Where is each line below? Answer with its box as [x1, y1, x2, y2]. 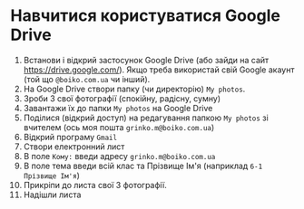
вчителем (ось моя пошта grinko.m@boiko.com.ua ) [23, 121, 215, 132]
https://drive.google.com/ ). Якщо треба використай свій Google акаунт [23, 64, 295, 75]
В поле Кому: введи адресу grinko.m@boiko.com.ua [23, 150, 216, 161]
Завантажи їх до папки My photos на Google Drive [23, 102, 213, 113]
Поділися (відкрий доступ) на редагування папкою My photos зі [23, 112, 269, 123]
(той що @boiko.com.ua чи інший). [23, 73, 151, 84]
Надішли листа [23, 189, 82, 200]
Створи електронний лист [23, 141, 125, 152]
